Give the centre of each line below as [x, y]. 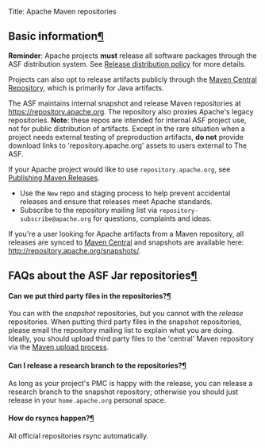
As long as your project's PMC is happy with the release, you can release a [131, 383]
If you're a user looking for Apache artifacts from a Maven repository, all [126, 234]
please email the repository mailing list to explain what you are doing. [121, 330]
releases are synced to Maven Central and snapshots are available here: [126, 242]
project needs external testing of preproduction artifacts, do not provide [126, 137]
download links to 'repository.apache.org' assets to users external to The [128, 145]
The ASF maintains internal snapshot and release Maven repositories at [125, 103]
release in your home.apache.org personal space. [87, 400]
